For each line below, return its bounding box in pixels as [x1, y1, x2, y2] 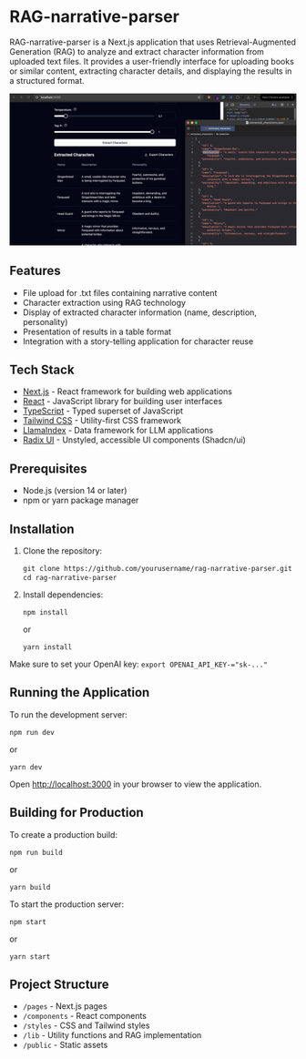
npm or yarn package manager [22, 494, 139, 506]
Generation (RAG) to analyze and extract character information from [9, 46, 264, 56]
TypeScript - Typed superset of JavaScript [22, 405, 184, 416]
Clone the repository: [22, 545, 103, 556]
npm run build [9, 848, 64, 857]
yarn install [22, 642, 73, 652]
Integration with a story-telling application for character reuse [22, 335, 254, 347]
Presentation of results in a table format [22, 326, 171, 337]
